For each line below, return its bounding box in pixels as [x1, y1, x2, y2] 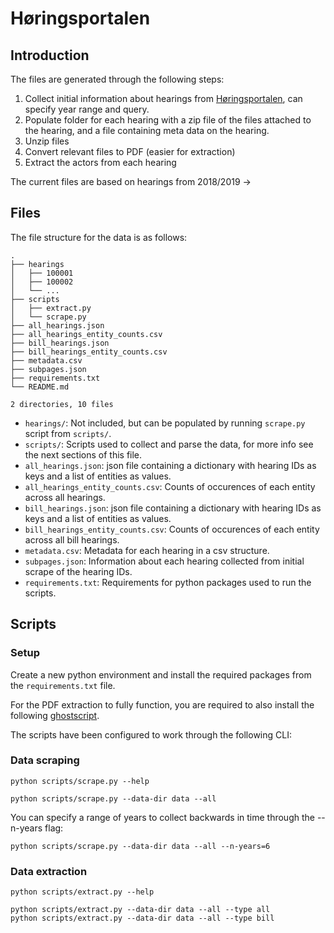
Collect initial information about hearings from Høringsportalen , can [24, 93, 303, 104]
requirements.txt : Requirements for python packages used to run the [24, 576, 312, 588]
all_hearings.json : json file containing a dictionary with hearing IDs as [24, 459, 317, 471]
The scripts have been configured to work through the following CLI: [10, 728, 292, 741]
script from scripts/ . [24, 427, 112, 439]
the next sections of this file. [24, 448, 143, 461]
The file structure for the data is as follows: [10, 231, 188, 243]
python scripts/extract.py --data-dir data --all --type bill [10, 913, 275, 924]
